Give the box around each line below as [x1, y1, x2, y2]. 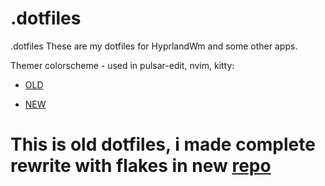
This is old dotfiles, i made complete [10, 133, 316, 156]
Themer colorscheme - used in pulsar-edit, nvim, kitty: [10, 59, 235, 71]
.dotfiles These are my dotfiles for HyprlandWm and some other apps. [10, 40, 298, 52]
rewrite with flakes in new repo [10, 155, 272, 177]
